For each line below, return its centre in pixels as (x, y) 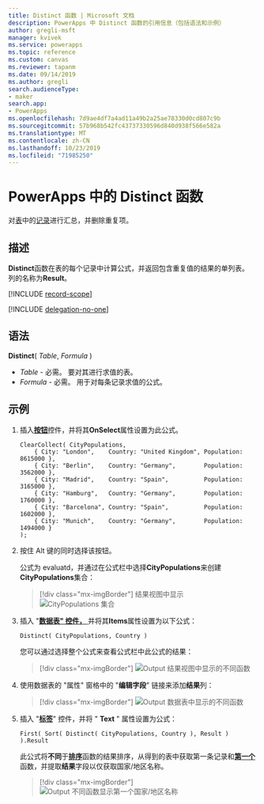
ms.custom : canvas (38, 60)
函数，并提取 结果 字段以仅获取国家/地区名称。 (94, 766)
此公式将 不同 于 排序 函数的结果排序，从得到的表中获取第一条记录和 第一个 (137, 756)
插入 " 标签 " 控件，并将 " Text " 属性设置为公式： (98, 719)
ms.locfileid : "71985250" (51, 155)
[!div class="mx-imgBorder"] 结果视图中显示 (111, 594)
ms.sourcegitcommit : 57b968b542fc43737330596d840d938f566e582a (115, 126)
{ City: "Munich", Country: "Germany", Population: (139, 521)
